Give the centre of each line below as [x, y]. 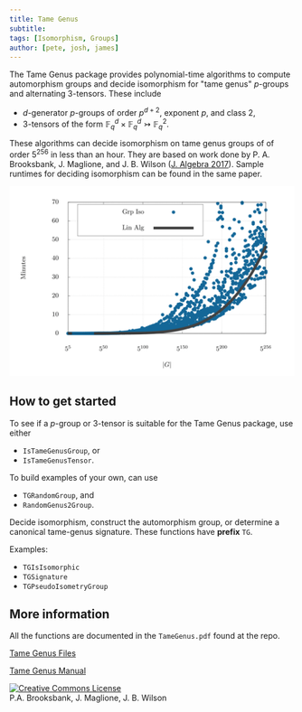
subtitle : [28, 28]
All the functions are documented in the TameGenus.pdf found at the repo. [145, 636]
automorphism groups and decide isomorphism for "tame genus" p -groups [149, 84]
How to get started [63, 402]
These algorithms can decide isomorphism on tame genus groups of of [142, 144]
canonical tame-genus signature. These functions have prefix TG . [131, 531]
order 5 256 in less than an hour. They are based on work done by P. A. [140, 154]
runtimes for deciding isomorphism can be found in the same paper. [136, 174]
